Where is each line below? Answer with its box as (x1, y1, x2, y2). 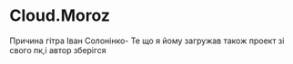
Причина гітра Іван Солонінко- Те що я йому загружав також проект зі (9, 35, 285, 46)
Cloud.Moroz (9, 5, 111, 26)
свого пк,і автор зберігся (9, 44, 106, 55)
